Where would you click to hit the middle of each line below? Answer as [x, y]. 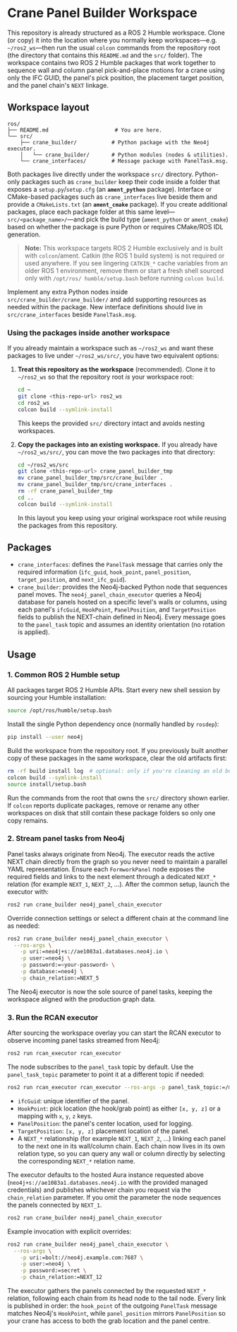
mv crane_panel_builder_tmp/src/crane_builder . [90, 478]
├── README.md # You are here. [85, 130]
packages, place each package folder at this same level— [91, 212]
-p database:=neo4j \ [51, 972]
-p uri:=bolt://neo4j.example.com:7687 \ [81, 1258]
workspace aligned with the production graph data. [82, 999]
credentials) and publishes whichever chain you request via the [99, 1190]
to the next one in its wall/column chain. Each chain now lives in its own [121, 1146]
